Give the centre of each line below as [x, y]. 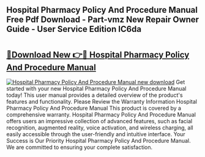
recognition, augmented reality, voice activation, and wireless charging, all [100, 128]
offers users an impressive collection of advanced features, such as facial [99, 121]
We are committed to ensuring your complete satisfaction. [80, 147]
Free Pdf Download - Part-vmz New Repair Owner [103, 20]
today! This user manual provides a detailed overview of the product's [95, 95]
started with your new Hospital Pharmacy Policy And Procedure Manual [96, 89]
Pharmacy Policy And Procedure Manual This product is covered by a [94, 108]
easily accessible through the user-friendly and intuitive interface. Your [96, 134]
